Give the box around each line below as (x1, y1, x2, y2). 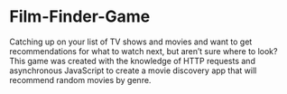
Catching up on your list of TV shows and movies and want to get (9, 36, 253, 47)
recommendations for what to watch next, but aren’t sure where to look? (9, 45, 278, 56)
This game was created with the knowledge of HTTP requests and (9, 55, 255, 66)
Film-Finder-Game (9, 6, 151, 27)
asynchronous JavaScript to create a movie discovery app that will (9, 65, 257, 76)
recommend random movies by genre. (9, 74, 152, 85)
